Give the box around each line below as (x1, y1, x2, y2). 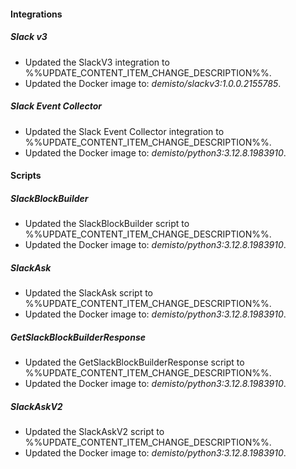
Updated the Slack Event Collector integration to (24, 125, 225, 137)
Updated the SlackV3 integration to (24, 56, 170, 68)
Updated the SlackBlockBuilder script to (24, 218, 190, 230)
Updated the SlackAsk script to (24, 287, 153, 299)
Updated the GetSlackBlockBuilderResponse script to (24, 356, 245, 369)
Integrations (10, 8, 63, 20)
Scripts (10, 170, 42, 182)
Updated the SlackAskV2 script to (24, 426, 165, 437)
